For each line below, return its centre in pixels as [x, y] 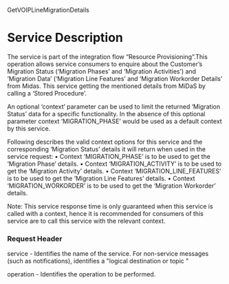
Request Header [35, 239]
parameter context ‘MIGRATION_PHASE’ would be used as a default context [115, 121]
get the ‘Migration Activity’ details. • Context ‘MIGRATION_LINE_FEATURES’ [114, 171]
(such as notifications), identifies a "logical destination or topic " [98, 261]
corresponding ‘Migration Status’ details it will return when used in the [107, 149]
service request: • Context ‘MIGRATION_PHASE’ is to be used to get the [109, 156]
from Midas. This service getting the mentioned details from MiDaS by [107, 86]
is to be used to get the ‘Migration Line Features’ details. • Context [101, 178]
